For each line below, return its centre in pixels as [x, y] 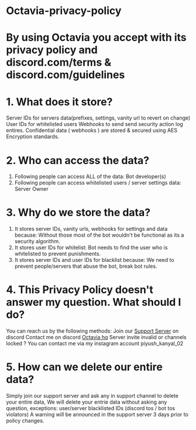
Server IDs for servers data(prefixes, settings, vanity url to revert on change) [98, 118]
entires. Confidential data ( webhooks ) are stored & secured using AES [92, 131]
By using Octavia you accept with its [97, 38]
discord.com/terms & [59, 62]
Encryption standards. [33, 136]
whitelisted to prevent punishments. [58, 254]
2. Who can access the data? [78, 160]
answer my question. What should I [94, 302]
